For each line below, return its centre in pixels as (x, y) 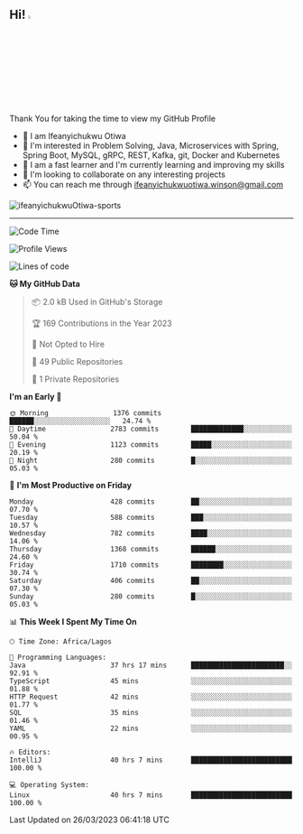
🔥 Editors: (30, 752)
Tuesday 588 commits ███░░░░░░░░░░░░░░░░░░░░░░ (151, 517)
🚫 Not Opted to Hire (68, 344)
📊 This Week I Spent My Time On (73, 621)
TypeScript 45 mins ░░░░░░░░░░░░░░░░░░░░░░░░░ (151, 681)
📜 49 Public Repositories (77, 361)
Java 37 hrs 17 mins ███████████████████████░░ (151, 665)
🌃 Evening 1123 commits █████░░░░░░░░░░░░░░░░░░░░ (151, 445)
